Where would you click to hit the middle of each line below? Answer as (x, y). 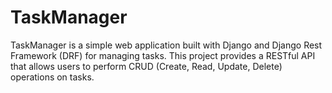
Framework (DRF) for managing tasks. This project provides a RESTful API (163, 55)
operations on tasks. (52, 77)
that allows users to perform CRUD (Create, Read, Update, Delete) (146, 66)
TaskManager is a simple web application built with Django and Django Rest (166, 45)
